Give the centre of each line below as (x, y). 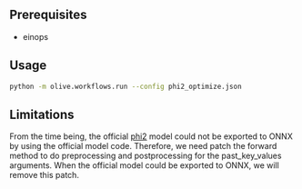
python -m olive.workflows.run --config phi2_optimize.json (126, 86)
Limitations (42, 114)
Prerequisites (48, 15)
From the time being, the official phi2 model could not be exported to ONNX (151, 136)
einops (35, 36)
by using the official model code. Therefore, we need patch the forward (143, 146)
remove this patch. (45, 175)
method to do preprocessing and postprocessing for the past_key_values (146, 156)
